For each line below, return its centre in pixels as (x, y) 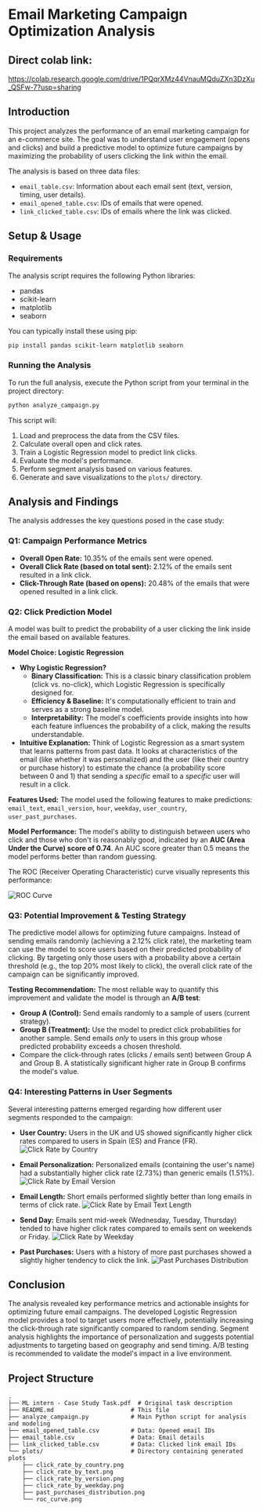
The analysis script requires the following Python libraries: (102, 276)
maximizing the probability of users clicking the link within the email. (118, 155)
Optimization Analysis (81, 31)
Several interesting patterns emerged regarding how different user (115, 1109)
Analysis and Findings (63, 501)
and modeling (29, 1424)
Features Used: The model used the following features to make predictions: (130, 799)
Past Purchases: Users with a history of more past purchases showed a (135, 1252)
